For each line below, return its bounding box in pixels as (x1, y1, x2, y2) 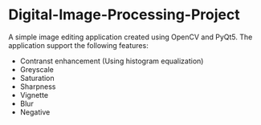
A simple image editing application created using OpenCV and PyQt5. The (8, 32, 253, 42)
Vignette (19, 90, 49, 99)
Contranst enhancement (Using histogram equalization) (19, 56, 204, 66)
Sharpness (19, 82, 56, 91)
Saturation (19, 73, 55, 83)
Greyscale (19, 64, 54, 74)
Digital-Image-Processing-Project (8, 6, 240, 24)
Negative (19, 107, 51, 117)
